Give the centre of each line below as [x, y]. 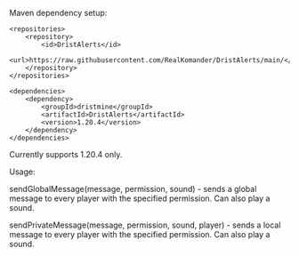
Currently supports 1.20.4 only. [66, 154]
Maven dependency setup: [58, 13]
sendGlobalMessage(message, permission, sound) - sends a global [133, 189]
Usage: [22, 172]
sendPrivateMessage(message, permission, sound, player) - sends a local [145, 225]
